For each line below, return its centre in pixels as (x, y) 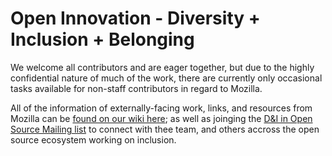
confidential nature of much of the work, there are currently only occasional (166, 78)
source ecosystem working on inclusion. (93, 139)
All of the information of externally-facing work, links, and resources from (161, 108)
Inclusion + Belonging (102, 39)
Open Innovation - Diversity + (135, 18)
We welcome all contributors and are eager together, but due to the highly (162, 67)
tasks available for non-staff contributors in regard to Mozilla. (136, 88)
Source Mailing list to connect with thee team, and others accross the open (165, 129)
